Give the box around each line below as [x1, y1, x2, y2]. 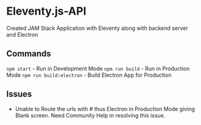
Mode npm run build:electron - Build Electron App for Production [6, 71, 172, 79]
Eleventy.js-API [6, 4, 86, 18]
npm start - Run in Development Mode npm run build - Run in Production [6, 65, 190, 72]
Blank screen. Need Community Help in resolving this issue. [15, 112, 166, 119]
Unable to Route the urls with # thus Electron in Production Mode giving [15, 105, 195, 112]
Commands [6, 49, 52, 59]
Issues [6, 89, 32, 99]
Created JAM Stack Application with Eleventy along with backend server [6, 24, 188, 32]
